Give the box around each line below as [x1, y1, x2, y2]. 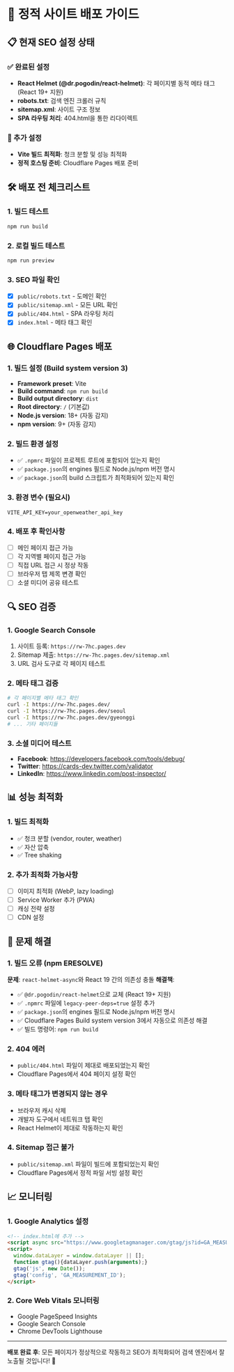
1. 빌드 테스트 [7, 207, 49, 217]
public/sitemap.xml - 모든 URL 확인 [17, 301, 118, 309]
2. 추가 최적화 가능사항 [7, 870, 79, 880]
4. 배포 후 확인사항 [7, 527, 65, 536]
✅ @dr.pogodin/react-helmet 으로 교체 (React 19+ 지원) [17, 990, 171, 998]
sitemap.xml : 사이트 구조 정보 [17, 105, 101, 114]
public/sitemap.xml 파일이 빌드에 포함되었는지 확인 [17, 1160, 159, 1168]
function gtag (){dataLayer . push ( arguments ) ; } [13, 1258, 148, 1265]
